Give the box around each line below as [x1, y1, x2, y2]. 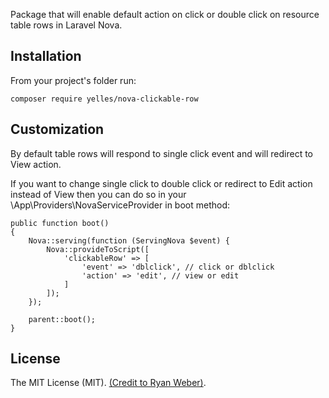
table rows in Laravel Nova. [10, 19, 123, 31]
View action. [10, 158, 62, 170]
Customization [10, 121, 105, 138]
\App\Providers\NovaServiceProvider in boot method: [10, 199, 230, 211]
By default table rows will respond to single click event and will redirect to [10, 147, 314, 159]
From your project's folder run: [10, 74, 137, 86]
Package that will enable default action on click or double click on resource [10, 9, 320, 20]
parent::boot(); [28, 314, 97, 324]
